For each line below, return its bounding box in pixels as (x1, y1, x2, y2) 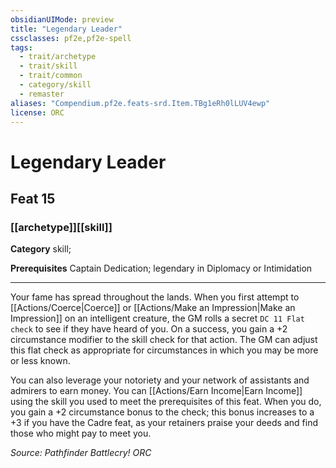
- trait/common (19, 71, 83, 81)
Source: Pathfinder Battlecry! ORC (10, 447, 152, 459)
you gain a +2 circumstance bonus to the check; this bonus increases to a (10, 406, 315, 418)
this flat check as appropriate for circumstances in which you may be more (10, 344, 319, 356)
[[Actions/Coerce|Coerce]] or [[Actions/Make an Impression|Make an (10, 302, 296, 314)
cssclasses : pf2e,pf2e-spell (10, 33, 132, 43)
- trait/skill (19, 61, 78, 71)
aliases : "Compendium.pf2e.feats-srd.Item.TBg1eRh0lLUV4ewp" (10, 98, 271, 108)
